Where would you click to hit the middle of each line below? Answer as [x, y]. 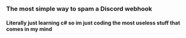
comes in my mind [29, 29]
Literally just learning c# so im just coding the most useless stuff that [93, 23]
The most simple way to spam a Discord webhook [79, 9]
